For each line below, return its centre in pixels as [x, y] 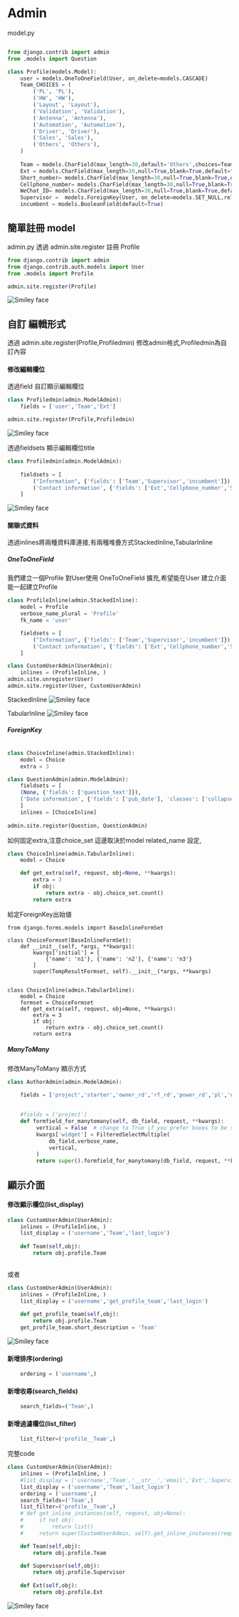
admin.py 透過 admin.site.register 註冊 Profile [74, 247]
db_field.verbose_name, [84, 1141]
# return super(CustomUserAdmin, [76, 1533]
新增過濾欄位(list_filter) [42, 1423]
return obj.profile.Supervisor [79, 1572]
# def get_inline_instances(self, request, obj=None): [103, 1514]
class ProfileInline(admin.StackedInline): [73, 600]
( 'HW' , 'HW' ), [54, 98]
